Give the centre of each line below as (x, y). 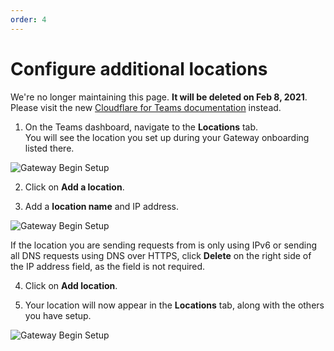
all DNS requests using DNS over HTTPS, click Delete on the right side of (161, 255)
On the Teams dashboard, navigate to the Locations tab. (141, 127)
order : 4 (28, 19)
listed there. (49, 148)
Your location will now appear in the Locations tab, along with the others (174, 305)
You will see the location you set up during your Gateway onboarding (167, 137)
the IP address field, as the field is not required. (108, 266)
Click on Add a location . (74, 187)
